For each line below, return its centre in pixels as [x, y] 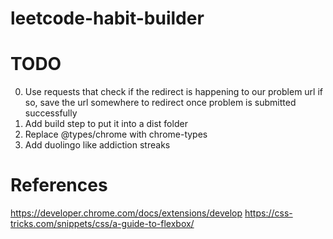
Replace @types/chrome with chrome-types [116, 134]
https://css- [268, 213]
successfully [51, 113]
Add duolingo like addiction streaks [97, 145]
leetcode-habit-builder [107, 18]
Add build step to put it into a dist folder [106, 124]
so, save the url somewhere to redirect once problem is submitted [160, 103]
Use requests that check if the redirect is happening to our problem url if [173, 92]
